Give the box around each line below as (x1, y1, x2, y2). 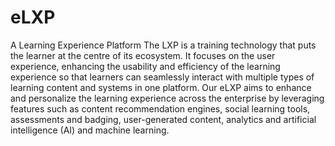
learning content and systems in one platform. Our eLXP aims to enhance (10, 81, 312, 93)
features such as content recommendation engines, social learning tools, (10, 102, 311, 115)
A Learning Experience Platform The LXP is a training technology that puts (10, 39, 317, 51)
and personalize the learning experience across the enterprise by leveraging (10, 92, 325, 104)
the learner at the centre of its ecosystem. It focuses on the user (10, 49, 276, 61)
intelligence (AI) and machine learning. (10, 124, 170, 136)
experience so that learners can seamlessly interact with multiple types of (10, 71, 315, 83)
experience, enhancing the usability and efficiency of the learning (10, 60, 281, 72)
